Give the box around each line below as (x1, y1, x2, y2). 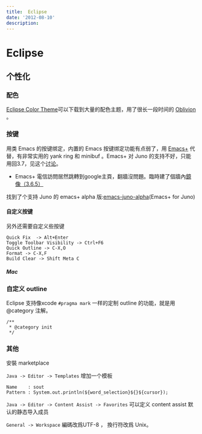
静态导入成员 (16, 408, 49, 416)
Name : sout (6, 384, 45, 391)
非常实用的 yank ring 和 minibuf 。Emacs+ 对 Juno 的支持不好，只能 (22, 152, 192, 160)
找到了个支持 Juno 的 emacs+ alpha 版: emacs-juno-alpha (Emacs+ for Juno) (6, 193, 195, 200)
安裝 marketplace (6, 359, 49, 366)
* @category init (8, 324, 52, 330)
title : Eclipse (6, 8, 47, 15)
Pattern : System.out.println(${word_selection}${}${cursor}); (6, 389, 169, 395)
